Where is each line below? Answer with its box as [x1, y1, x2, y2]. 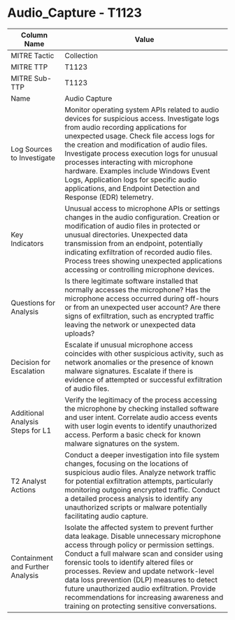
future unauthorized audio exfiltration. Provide [64, 584, 216, 593]
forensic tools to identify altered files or [64, 557, 194, 567]
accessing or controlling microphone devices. [64, 264, 215, 274]
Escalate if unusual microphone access [64, 340, 194, 349]
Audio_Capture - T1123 [7, 5, 142, 21]
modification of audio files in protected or [64, 221, 201, 231]
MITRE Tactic [10, 50, 55, 60]
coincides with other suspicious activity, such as [64, 348, 224, 358]
